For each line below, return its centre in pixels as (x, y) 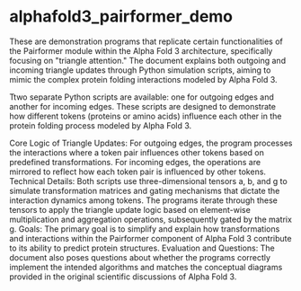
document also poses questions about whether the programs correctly (140, 257)
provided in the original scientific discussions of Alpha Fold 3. (123, 277)
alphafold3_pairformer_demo (121, 17)
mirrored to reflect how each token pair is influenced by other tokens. (138, 172)
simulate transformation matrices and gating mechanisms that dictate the (145, 190)
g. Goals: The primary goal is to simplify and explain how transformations (145, 229)
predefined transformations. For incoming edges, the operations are (135, 162)
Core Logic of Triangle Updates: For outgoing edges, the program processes (151, 143)
